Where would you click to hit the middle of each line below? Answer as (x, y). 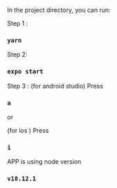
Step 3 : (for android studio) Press (55, 86)
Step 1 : (18, 23)
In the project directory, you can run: (59, 10)
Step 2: (17, 55)
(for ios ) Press (28, 130)
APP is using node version (44, 162)
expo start (25, 72)
